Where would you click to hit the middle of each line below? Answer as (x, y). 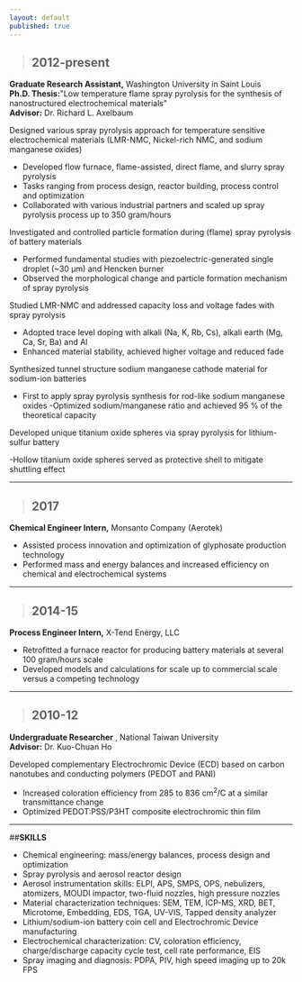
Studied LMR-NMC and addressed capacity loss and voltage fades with (142, 305)
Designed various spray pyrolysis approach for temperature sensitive (137, 131)
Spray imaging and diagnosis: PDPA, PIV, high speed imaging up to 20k (154, 960)
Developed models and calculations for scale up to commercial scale (150, 668)
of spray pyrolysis (56, 288)
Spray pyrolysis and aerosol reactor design (102, 874)
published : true (40, 26)
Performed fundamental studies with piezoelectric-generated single (148, 259)
